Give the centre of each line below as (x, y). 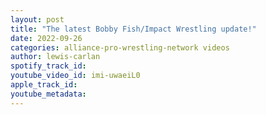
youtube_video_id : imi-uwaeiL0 (75, 76)
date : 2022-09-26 (46, 38)
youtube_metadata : (48, 94)
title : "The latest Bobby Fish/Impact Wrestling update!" (133, 29)
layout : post (37, 19)
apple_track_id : (44, 85)
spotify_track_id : (48, 66)
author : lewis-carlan (55, 57)
